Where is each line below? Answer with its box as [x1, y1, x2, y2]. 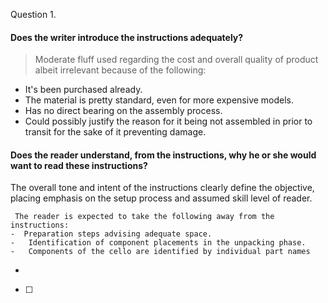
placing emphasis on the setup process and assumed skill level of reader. [10, 192, 313, 204]
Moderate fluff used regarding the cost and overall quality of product [34, 54, 319, 66]
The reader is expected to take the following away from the [14, 212, 275, 222]
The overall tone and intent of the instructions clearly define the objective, [10, 182, 315, 194]
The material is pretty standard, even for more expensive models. [24, 94, 295, 106]
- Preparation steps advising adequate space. [10, 229, 213, 239]
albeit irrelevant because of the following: [34, 64, 207, 76]
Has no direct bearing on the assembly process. [24, 105, 223, 117]
